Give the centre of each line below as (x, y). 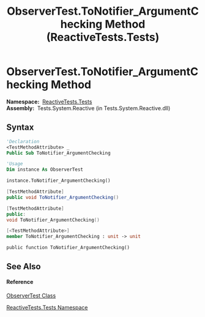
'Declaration (23, 141)
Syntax (20, 128)
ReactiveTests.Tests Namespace (47, 307)
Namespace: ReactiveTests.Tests (49, 102)
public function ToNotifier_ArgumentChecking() (68, 248)
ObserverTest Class (31, 296)
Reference (20, 282)
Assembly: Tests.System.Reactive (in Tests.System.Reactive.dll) (88, 108)
